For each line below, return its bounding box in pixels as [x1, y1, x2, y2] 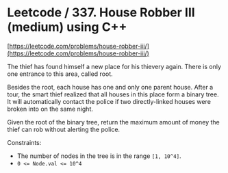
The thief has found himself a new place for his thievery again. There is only [7, 62, 221, 70]
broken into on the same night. [7, 105, 94, 113]
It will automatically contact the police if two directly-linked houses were [7, 97, 211, 105]
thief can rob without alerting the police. [7, 125, 121, 133]
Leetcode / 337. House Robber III [7, 5, 195, 21]
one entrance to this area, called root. [7, 70, 113, 78]
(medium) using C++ [7, 19, 127, 35]
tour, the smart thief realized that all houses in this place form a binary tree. [7, 90, 219, 98]
